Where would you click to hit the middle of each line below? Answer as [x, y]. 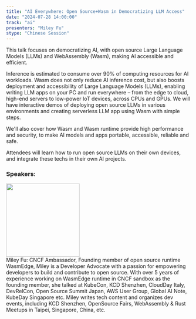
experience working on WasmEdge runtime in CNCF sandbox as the [88, 279]
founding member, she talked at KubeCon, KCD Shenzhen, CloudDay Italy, [96, 285]
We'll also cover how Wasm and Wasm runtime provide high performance [95, 129]
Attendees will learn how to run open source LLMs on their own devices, [93, 152]
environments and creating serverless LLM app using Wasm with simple [93, 111]
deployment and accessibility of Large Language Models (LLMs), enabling [96, 86]
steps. [13, 117]
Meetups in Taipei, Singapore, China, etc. [56, 310]
